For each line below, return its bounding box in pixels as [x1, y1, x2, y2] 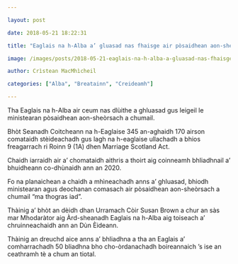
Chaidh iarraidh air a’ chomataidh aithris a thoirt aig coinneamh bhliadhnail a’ [7, 156, 231, 164]
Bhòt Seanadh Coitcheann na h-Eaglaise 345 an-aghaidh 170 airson [7, 127, 205, 135]
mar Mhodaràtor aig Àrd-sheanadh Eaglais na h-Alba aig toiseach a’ [7, 214, 205, 222]
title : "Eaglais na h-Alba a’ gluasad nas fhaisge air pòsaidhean [7, 42, 208, 50]
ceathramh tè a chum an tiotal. [7, 250, 97, 258]
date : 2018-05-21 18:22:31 [7, 29, 87, 36]
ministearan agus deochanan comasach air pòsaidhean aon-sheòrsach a [7, 185, 220, 193]
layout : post [7, 16, 46, 23]
